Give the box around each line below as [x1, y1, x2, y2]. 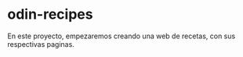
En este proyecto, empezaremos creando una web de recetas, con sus [7, 31, 236, 41]
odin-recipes [7, 5, 93, 23]
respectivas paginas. [7, 39, 75, 48]
